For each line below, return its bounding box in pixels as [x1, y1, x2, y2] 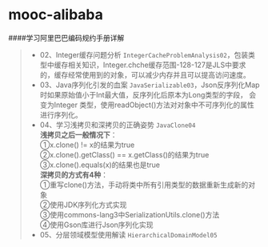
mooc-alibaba [8, 6, 104, 24]
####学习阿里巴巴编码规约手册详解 [8, 33, 125, 42]
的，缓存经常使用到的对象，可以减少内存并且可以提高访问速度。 [39, 70, 250, 79]
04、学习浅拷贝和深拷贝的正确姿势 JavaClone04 [39, 120, 196, 129]
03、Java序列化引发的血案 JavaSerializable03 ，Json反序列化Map [39, 80, 260, 90]
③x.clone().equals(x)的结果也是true [39, 160, 160, 169]
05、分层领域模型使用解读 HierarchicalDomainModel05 [39, 229, 218, 239]
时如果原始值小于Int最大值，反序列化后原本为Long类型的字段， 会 [39, 90, 257, 99]
